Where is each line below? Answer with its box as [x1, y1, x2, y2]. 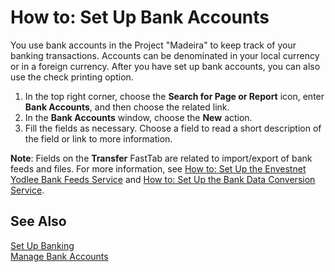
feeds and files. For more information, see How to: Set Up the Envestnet [10, 162, 307, 175]
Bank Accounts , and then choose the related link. [24, 101, 230, 113]
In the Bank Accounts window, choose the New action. [24, 111, 253, 123]
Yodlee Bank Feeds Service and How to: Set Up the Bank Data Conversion [10, 173, 316, 185]
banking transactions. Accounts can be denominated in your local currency [10, 49, 320, 61]
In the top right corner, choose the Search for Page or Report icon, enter [24, 90, 325, 102]
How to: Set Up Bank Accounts [10, 6, 270, 29]
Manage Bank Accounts [10, 250, 109, 262]
